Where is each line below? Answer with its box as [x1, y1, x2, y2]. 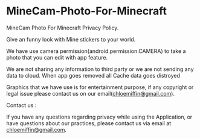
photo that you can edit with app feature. [6, 54, 108, 61]
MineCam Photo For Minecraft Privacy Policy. [6, 24, 119, 31]
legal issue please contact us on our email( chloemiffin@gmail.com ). [6, 90, 175, 97]
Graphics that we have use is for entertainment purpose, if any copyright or [6, 83, 194, 91]
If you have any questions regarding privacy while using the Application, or [6, 113, 193, 120]
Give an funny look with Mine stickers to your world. [6, 36, 136, 43]
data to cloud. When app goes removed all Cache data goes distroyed [6, 72, 180, 79]
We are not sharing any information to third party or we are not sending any [6, 65, 194, 73]
